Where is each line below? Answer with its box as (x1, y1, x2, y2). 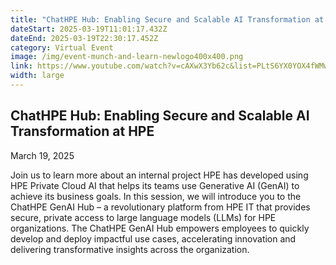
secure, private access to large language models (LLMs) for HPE (10, 211, 277, 223)
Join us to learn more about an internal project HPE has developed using (10, 169, 309, 181)
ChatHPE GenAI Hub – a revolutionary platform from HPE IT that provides (10, 201, 311, 213)
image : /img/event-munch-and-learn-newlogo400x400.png (10, 52, 244, 62)
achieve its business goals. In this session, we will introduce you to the (10, 190, 302, 202)
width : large (10, 71, 65, 81)
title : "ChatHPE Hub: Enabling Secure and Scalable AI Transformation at (10, 14, 325, 25)
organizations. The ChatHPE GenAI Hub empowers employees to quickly (10, 222, 310, 234)
